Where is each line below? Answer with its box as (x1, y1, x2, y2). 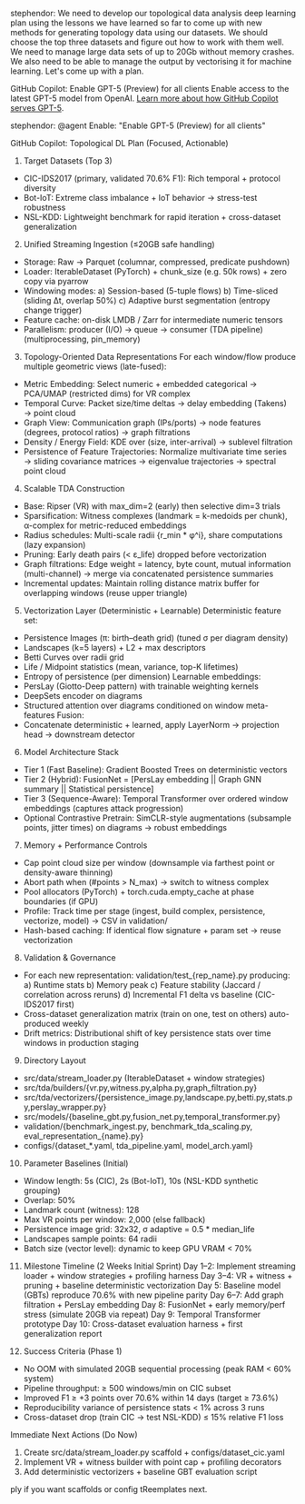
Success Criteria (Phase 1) (23, 1346, 123, 1357)
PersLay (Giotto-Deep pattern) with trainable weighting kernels (23, 681, 260, 692)
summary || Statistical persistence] (23, 783, 154, 794)
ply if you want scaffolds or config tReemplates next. (10, 1484, 208, 1494)
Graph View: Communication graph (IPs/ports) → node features (23, 417, 261, 428)
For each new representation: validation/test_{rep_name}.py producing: (23, 970, 290, 981)
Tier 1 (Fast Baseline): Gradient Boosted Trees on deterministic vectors (23, 764, 288, 775)
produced (23, 1018, 61, 1029)
